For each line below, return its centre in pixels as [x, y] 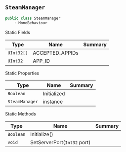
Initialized [54, 93]
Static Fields [18, 32]
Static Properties [22, 73]
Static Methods [21, 114]
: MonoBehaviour [31, 23]
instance [53, 102]
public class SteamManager [33, 18]
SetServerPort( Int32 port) [61, 142]
